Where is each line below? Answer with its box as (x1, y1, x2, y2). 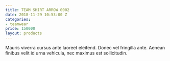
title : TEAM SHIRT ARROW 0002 (5, 7, 70, 13)
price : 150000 (5, 26, 36, 31)
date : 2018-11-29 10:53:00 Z (5, 12, 67, 17)
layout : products (5, 31, 42, 36)
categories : (5, 17, 31, 22)
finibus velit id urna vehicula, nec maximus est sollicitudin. (5, 50, 128, 56)
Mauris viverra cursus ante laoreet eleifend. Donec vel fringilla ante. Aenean (5, 45, 165, 50)
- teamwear (5, 21, 29, 27)
